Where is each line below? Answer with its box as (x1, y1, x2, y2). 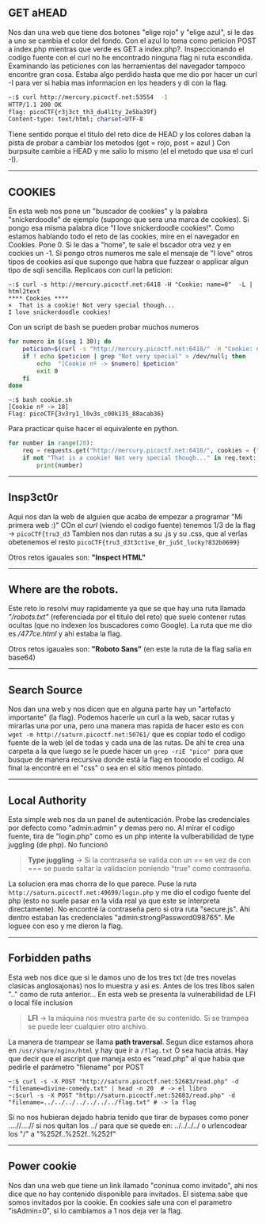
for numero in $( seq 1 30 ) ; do (8, 338, 112, 346)
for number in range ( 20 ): (8, 439, 93, 447)
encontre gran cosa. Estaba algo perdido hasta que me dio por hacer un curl (8, 69, 257, 78)
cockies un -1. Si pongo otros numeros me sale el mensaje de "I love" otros (8, 249, 253, 258)
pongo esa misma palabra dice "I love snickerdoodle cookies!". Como (8, 224, 235, 233)
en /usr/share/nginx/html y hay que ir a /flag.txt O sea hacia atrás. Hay (8, 1045, 249, 1055)
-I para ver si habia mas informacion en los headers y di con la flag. (8, 78, 228, 87)
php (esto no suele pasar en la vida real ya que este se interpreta (8, 896, 220, 905)
